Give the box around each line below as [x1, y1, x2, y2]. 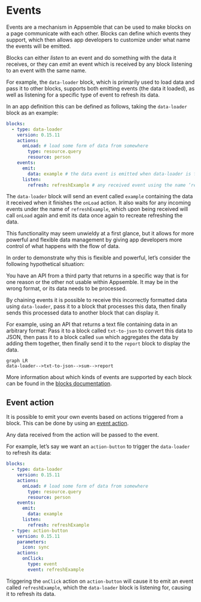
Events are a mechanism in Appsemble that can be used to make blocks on [6, 23, 191, 31]
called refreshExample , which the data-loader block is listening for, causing [6, 583, 191, 591]
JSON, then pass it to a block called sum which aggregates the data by [6, 334, 179, 341]
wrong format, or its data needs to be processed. [6, 285, 127, 292]
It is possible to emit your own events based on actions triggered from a [6, 413, 184, 421]
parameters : [17, 539, 47, 545]
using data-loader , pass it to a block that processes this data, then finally [6, 303, 187, 310]
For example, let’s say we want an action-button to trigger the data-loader [6, 443, 190, 450]
